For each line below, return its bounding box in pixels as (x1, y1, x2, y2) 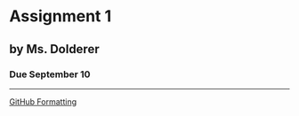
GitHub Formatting (9, 96, 77, 107)
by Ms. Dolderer (9, 42, 100, 57)
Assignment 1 (9, 6, 112, 27)
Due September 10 (9, 68, 91, 81)
